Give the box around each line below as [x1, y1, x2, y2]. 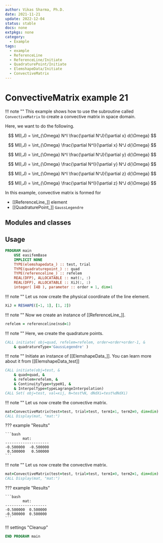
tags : [5, 44, 16, 49]
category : [5, 35, 25, 40]
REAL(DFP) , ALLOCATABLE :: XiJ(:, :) [14, 280, 91, 285]
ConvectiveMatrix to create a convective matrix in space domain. [5, 113, 136, 119]
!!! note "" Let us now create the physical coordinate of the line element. [5, 293, 150, 299]
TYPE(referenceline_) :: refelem [14, 271, 82, 276]
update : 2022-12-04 [5, 16, 45, 21]
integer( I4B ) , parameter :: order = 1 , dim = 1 [14, 285, 113, 290]
